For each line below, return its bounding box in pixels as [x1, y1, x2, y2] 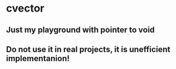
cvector [6, 2, 45, 15]
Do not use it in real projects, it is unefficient [6, 44, 171, 54]
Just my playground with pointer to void [6, 25, 155, 35]
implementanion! [6, 53, 70, 63]
